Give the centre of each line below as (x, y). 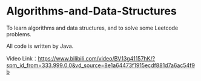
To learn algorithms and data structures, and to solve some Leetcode (92, 28)
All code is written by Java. (40, 46)
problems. (19, 34)
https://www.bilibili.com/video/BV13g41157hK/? (97, 58)
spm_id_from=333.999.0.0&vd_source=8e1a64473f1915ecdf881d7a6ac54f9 (101, 65)
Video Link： (22, 58)
